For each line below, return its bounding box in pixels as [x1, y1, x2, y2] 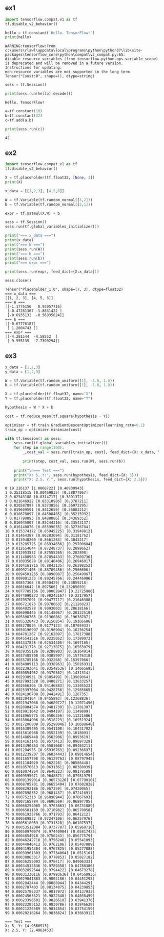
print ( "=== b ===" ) [5, 251, 45, 256]
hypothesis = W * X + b [5, 405, 54, 410]
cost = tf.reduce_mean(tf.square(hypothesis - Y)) [5, 414, 110, 419]
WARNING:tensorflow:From [5, 44, 56, 49]
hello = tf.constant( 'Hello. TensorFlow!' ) [5, 30, 95, 35]
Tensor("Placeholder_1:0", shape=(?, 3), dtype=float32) [5, 287, 123, 292]
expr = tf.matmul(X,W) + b [5, 211, 60, 216]
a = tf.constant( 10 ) [5, 109, 42, 114]
